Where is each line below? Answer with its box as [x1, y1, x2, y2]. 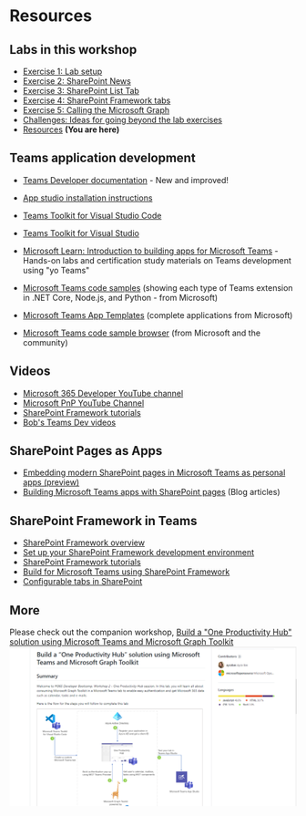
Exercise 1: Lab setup [22, 66, 103, 77]
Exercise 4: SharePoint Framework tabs [22, 95, 171, 106]
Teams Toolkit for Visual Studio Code [22, 210, 162, 221]
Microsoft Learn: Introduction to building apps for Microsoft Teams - [22, 245, 280, 256]
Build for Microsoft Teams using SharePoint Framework [22, 566, 230, 577]
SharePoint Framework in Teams [9, 512, 198, 529]
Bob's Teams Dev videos [22, 417, 117, 428]
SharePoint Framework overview [22, 537, 146, 548]
